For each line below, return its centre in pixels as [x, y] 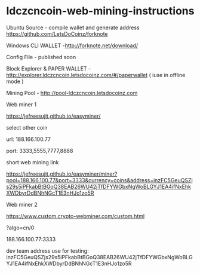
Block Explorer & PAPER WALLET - [49, 68]
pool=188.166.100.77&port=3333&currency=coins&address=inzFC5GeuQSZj [99, 180]
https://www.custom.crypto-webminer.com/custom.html [76, 216]
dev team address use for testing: [47, 251]
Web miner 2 [22, 204]
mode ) [15, 81]
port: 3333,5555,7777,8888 [40, 151]
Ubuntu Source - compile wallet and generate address [73, 27]
